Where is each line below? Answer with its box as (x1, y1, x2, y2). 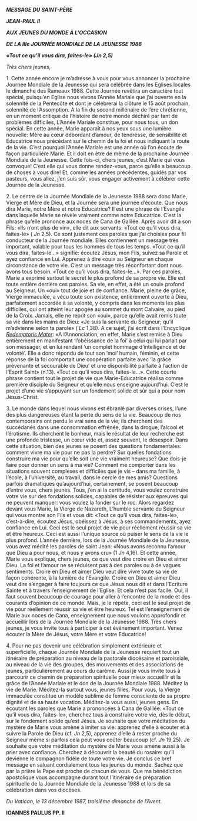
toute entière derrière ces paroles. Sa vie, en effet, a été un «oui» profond (6, 281, 185, 287)
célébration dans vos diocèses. (6, 786, 82, 793)
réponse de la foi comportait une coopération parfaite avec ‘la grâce (6, 356, 172, 363)
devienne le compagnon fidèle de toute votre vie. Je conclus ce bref (6, 755, 172, 762)
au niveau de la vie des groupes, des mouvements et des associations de (6, 661, 184, 668)
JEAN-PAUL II (6, 18, 40, 24)
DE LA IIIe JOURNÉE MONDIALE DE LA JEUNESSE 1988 (6, 41, 142, 47)
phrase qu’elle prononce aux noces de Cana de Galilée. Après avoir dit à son (6, 218, 191, 225)
